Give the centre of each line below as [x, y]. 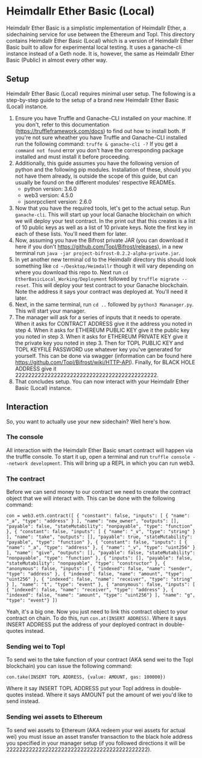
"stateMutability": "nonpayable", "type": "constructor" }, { [86, 563]
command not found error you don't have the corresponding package [99, 150]
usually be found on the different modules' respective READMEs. [95, 182]
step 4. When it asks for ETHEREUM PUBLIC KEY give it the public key [102, 330]
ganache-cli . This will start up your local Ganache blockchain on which [103, 214]
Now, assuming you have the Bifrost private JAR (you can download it [102, 240]
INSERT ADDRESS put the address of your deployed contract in [85, 624]
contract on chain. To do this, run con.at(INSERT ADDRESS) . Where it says [96, 618]
